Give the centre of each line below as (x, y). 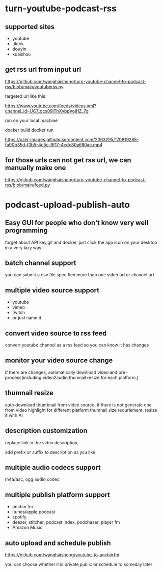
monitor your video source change (59, 360)
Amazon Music (27, 528)
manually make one (36, 168)
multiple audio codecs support (53, 467)
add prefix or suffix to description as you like (50, 452)
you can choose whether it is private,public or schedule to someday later (79, 564)
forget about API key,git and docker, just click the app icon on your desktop (81, 242)
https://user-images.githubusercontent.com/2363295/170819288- (72, 139)
